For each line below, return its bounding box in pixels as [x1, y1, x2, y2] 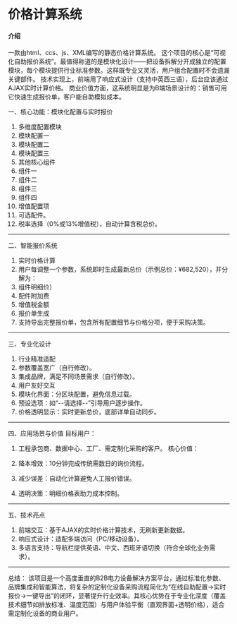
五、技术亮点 [8, 511, 45, 520]
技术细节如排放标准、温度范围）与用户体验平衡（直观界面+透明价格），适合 [8, 601, 225, 609]
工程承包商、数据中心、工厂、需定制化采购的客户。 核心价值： [18, 444, 199, 452]
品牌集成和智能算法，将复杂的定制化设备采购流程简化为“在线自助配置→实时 [8, 583, 226, 592]
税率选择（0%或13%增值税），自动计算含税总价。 [18, 220, 161, 228]
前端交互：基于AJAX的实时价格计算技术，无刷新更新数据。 [18, 526, 189, 534]
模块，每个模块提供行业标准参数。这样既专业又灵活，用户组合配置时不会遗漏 [8, 66, 230, 75]
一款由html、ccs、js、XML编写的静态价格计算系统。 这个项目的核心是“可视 [8, 49, 226, 57]
